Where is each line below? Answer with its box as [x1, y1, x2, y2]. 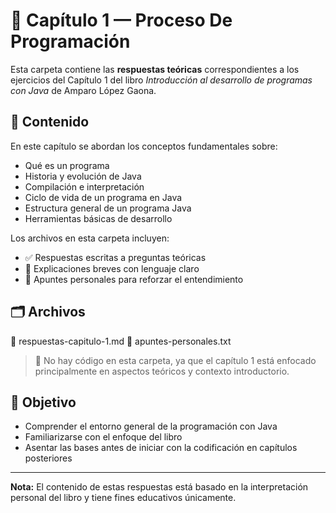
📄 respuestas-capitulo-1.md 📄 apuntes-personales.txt [10, 335, 232, 347]
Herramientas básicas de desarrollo [24, 212, 173, 224]
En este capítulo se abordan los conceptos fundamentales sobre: [10, 140, 278, 152]
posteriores [24, 452, 73, 464]
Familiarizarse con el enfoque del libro [24, 431, 183, 443]
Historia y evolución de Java [24, 170, 142, 182]
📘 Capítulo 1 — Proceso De [10, 9, 233, 32]
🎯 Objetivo [10, 394, 77, 411]
